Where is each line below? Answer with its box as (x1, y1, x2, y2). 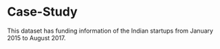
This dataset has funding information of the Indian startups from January (7, 27, 214, 35)
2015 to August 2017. (7, 33, 67, 42)
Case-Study (7, 4, 78, 20)
